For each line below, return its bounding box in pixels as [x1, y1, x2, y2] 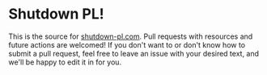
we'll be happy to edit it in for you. [8, 57, 122, 67]
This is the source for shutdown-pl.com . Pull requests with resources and [8, 31, 253, 41]
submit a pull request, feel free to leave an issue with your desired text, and [8, 48, 260, 58]
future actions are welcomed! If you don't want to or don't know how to [8, 40, 246, 49]
